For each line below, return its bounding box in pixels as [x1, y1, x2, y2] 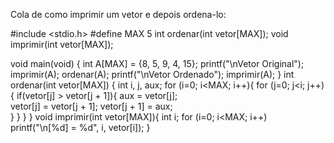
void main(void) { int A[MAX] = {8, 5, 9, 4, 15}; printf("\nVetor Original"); [10, 58, 305, 69]
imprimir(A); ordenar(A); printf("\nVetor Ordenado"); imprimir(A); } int [10, 69, 295, 80]
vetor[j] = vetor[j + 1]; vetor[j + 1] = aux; [10, 100, 173, 112]
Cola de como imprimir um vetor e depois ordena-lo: [10, 9, 227, 20]
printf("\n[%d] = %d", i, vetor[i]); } [10, 122, 151, 133]
